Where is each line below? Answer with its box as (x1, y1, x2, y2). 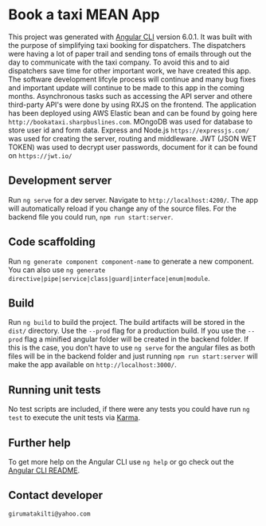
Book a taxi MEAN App (8, 6, 160, 24)
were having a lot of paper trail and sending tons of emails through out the (8, 49, 252, 58)
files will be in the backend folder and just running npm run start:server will (8, 351, 258, 361)
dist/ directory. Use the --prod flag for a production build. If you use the (8, 326, 246, 336)
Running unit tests (8, 383, 101, 397)
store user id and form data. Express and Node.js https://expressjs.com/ (8, 125, 249, 135)
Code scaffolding (8, 235, 96, 249)
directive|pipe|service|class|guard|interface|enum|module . (8, 273, 210, 283)
